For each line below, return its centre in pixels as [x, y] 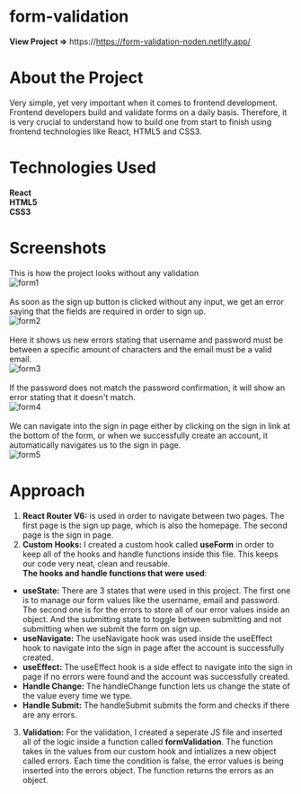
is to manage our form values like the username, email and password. [151, 600]
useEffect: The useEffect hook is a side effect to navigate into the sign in [158, 666]
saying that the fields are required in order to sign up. [108, 311]
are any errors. [50, 714]
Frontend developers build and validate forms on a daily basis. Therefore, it [148, 112]
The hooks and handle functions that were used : [115, 573]
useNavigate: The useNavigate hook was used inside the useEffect [147, 638]
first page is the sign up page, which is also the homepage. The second [155, 525]
